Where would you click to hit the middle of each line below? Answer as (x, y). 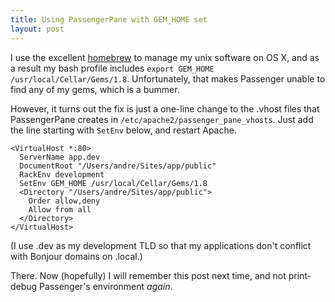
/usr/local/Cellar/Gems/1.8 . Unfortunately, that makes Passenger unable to (168, 78)
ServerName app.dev (60, 157)
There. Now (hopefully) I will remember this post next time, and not (148, 275)
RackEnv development (62, 174)
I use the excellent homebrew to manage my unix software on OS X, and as (165, 57)
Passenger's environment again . (106, 286)
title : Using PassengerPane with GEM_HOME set (109, 19)
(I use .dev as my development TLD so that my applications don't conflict (161, 245)
